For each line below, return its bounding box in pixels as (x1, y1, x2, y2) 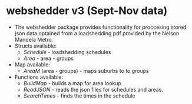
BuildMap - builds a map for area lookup (23, 79, 122, 86)
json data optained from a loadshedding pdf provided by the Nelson (14, 29, 180, 36)
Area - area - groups (23, 55, 74, 62)
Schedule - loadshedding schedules (23, 48, 111, 55)
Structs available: (14, 42, 57, 49)
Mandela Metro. (14, 36, 54, 43)
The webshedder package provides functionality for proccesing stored (14, 24, 187, 31)
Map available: (14, 61, 50, 68)
